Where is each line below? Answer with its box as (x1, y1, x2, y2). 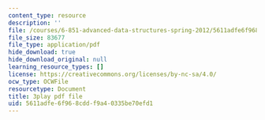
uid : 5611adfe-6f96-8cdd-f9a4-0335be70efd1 (8, 99, 154, 107)
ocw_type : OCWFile (8, 77, 69, 85)
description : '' (8, 19, 62, 27)
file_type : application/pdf (8, 41, 101, 49)
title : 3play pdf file (8, 92, 83, 100)
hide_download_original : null (8, 56, 108, 64)
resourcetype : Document (8, 84, 87, 93)
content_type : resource (8, 11, 87, 20)
